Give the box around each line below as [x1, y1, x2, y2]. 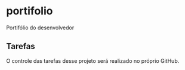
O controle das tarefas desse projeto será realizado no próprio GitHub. [6, 57, 180, 64]
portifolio [6, 4, 53, 18]
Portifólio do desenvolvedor [6, 24, 75, 31]
